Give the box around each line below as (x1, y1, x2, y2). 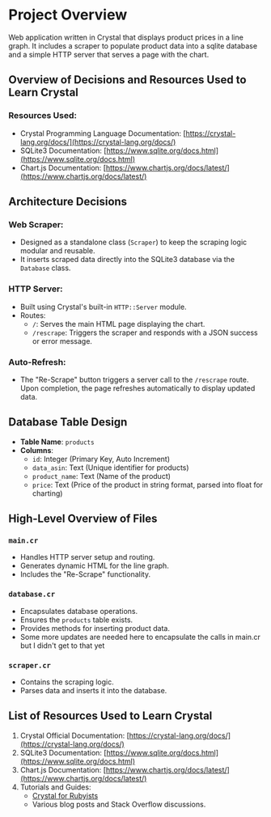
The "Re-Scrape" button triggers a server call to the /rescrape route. (19, 375, 249, 384)
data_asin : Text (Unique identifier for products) (32, 463, 189, 472)
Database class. (19, 263, 71, 273)
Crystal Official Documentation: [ (19, 730, 129, 740)
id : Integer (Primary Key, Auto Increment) (32, 454, 171, 464)
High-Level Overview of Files (8, 512, 158, 526)
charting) (32, 488, 63, 498)
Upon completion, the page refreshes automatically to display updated (19, 383, 256, 393)
